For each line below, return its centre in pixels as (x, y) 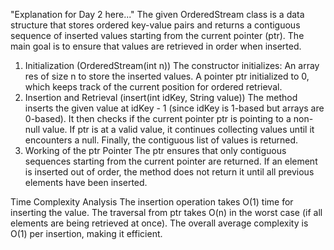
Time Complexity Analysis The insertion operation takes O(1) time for (152, 202)
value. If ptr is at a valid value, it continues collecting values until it (178, 129)
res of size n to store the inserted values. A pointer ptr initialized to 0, (167, 76)
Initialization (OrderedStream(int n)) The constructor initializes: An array (172, 65)
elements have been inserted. (86, 182)
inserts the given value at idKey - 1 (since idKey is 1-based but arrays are (174, 108)
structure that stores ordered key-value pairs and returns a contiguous (155, 25)
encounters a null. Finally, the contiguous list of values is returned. (161, 140)
